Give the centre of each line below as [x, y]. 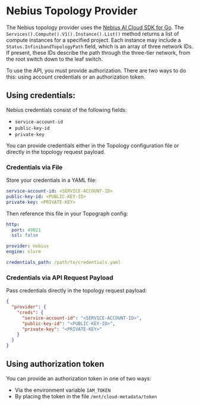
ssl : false [25, 235]
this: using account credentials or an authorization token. [76, 77]
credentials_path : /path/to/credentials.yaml [63, 263]
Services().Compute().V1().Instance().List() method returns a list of [93, 33]
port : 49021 [26, 230]
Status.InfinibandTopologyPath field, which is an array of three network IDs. [100, 46]
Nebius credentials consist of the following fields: [67, 110]
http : [13, 224]
